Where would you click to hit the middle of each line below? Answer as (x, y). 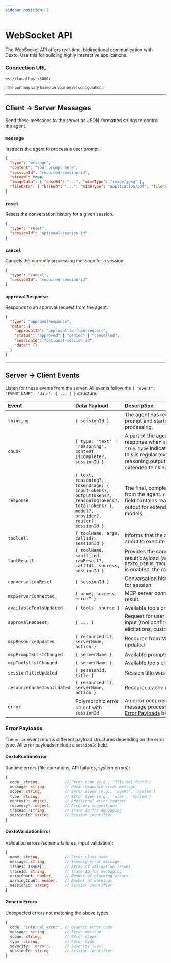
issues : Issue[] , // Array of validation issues (70, 866)
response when (143, 442)
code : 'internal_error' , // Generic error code (61, 927)
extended (136, 467)
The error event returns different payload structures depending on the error (85, 739)
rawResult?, (90, 560)
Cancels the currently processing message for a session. (65, 261)
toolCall (18, 538)
